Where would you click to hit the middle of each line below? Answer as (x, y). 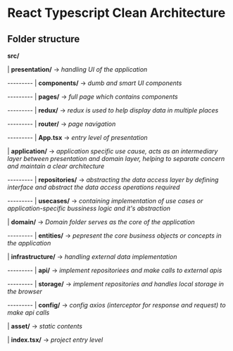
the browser (25, 291)
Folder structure (44, 39)
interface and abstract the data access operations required (94, 187)
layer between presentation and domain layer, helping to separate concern (116, 159)
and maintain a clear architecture (56, 166)
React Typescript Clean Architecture (116, 13)
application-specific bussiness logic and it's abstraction (89, 208)
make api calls (29, 312)
